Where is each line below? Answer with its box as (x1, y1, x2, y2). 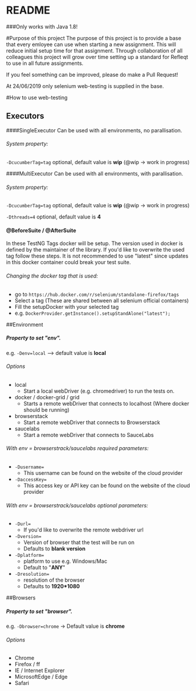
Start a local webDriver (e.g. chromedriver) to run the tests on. (23, 387, 175, 395)
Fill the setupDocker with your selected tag (14, 303, 119, 310)
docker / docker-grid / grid (14, 393, 79, 400)
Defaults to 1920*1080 (23, 583, 80, 590)
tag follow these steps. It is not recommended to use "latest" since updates (6, 252, 188, 260)
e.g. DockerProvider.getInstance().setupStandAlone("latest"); (14, 309, 171, 317)
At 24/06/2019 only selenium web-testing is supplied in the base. (6, 82, 164, 89)
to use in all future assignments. (6, 60, 84, 67)
